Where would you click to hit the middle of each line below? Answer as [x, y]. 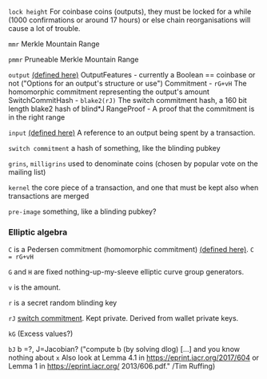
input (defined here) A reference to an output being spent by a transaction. [132, 132]
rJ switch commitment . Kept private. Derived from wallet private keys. [124, 318]
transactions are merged [49, 196]
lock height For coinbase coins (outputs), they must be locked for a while [130, 12]
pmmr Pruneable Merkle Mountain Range [74, 59]
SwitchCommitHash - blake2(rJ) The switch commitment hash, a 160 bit [128, 100]
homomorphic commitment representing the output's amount [109, 92]
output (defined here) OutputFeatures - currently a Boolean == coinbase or [132, 75]
